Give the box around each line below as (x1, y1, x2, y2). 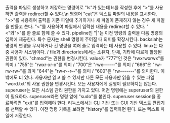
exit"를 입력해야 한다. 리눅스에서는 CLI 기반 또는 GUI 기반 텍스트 (24, 100, 152, 106)
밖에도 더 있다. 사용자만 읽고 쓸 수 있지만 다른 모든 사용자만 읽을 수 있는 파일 (5, 74, 155, 80)
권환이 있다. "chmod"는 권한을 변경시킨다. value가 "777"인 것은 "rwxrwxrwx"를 (5, 55, 164, 61)
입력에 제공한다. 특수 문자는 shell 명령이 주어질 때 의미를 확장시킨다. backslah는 (5, 36, 163, 42)
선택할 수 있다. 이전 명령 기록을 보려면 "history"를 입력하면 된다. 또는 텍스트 (10, 106, 160, 112)
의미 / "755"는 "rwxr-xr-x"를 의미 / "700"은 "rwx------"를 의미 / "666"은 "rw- (5, 61, 162, 68)
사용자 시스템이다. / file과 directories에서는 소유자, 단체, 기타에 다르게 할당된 (10, 49, 162, 55)
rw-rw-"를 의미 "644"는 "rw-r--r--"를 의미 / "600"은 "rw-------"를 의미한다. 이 (5, 68, 165, 74)
